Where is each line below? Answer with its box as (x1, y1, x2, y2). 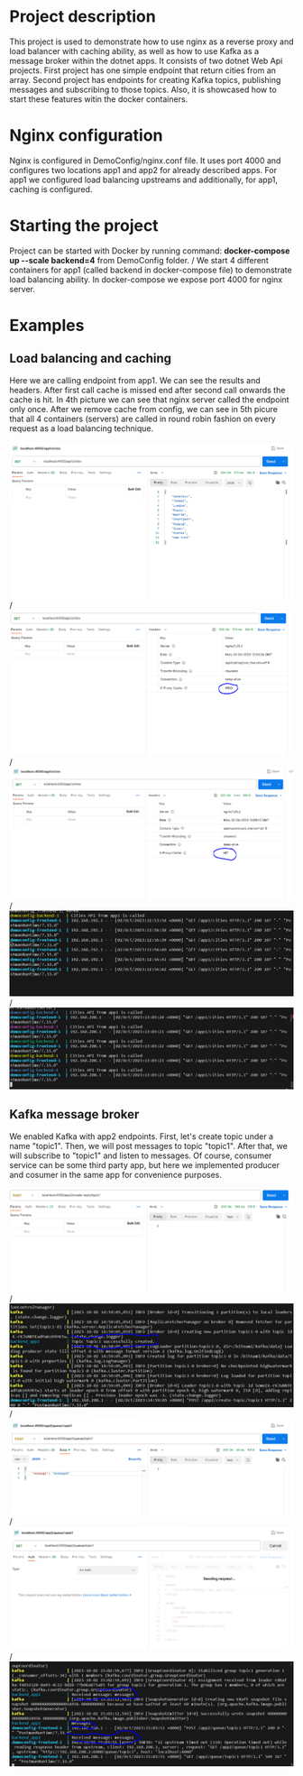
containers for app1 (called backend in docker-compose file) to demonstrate (9, 264, 292, 275)
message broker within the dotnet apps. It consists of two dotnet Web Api (9, 55, 283, 66)
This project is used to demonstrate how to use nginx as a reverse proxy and (9, 36, 294, 47)
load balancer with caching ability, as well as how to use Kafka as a (9, 45, 260, 56)
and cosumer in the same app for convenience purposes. (9, 1169, 223, 1180)
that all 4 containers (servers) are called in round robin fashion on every (9, 413, 277, 424)
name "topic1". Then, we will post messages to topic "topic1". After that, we (9, 1140, 289, 1151)
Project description (9, 6, 156, 27)
